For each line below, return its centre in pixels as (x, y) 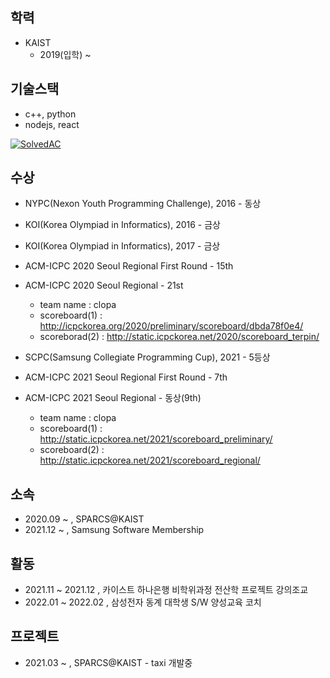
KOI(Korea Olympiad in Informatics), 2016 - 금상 (122, 225)
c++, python (50, 114)
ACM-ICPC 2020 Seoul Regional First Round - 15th (129, 266)
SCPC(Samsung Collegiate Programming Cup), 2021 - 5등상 (147, 357)
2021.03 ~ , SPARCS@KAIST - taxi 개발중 (108, 662)
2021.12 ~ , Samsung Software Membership (114, 530)
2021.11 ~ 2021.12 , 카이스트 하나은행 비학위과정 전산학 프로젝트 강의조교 (166, 590)
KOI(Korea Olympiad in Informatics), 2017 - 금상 (122, 246)
